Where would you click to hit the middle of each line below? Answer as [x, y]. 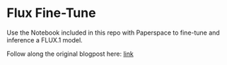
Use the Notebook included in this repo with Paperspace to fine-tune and [113, 32]
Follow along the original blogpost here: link [70, 54]
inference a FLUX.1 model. [45, 40]
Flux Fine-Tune [51, 13]
